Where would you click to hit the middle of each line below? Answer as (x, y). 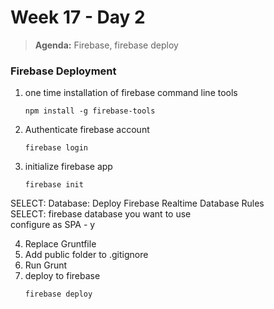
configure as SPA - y (53, 225)
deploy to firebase (62, 276)
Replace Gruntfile (60, 244)
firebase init (54, 185)
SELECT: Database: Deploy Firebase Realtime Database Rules (137, 203)
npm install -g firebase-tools (90, 111)
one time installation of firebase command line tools (131, 93)
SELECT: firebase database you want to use (101, 214)
